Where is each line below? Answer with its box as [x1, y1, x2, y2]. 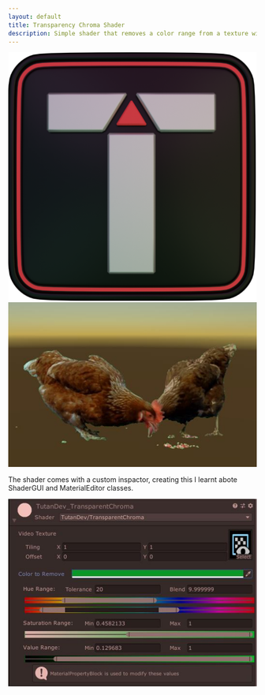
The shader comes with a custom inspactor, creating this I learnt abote [8, 475, 238, 484]
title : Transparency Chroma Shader [8, 21, 125, 29]
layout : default [8, 13, 62, 21]
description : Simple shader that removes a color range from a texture [8, 29, 248, 37]
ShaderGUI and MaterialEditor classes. [8, 484, 134, 493]
